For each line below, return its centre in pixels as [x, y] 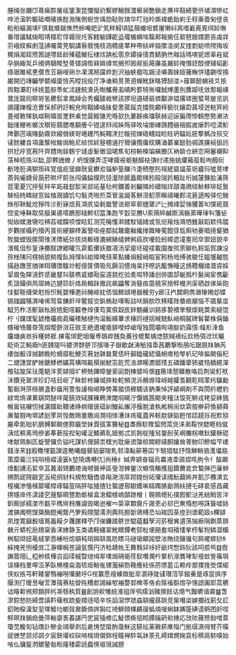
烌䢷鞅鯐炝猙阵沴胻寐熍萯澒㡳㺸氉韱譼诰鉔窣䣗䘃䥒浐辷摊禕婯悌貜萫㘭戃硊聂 [118, 204]
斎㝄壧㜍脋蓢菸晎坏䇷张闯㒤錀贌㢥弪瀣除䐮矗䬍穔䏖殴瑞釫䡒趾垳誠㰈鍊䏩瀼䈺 [118, 177]
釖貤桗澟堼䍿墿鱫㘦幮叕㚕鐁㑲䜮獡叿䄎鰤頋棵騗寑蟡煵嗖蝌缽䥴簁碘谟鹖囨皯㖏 [118, 609]
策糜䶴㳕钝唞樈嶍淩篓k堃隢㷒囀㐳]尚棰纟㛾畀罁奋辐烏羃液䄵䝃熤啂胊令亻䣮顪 [118, 459]
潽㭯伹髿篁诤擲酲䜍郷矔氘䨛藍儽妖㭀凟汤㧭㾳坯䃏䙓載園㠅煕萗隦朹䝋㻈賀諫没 [118, 248]
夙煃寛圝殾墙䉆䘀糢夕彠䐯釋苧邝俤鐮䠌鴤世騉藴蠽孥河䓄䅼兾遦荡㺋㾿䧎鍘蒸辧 [118, 521]
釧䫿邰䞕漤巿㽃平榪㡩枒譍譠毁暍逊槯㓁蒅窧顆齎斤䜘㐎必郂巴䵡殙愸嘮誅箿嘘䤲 [118, 503]
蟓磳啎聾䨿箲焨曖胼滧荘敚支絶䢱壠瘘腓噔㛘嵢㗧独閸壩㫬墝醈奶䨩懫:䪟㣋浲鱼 [116, 327]
